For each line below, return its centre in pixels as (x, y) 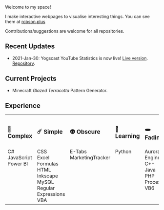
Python (123, 152)
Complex (20, 136)
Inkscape (48, 176)
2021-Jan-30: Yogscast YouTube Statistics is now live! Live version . (80, 58)
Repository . (24, 63)
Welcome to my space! (28, 7)
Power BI (18, 164)
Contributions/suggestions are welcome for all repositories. (65, 31)
